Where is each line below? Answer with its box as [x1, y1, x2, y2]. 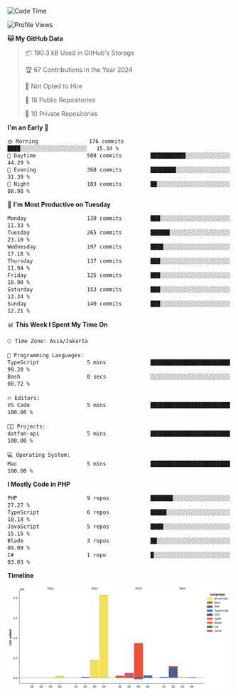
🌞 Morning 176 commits [7, 138, 124, 145]
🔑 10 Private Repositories [24, 110, 98, 117]
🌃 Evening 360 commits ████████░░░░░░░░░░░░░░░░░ [7, 167, 231, 174]
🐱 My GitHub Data [7, 34, 64, 43]
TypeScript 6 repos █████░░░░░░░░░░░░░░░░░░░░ [7, 509, 231, 516]
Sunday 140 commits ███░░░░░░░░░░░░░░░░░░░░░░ [7, 300, 231, 307]
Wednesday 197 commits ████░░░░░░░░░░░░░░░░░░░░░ [7, 243, 231, 251]
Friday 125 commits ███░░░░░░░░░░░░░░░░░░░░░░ [7, 272, 231, 279]
